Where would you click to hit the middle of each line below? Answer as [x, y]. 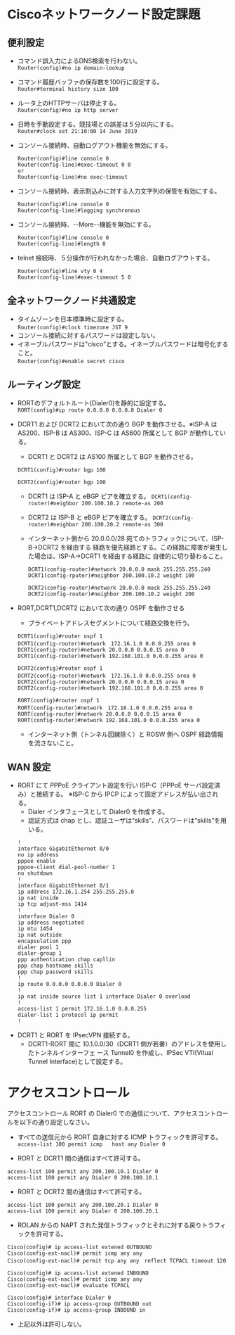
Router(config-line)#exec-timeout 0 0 [74, 165]
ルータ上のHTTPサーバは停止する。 [69, 103]
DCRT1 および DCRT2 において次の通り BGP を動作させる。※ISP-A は [117, 424]
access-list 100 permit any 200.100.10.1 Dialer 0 [83, 1172]
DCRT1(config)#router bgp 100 [62, 470]
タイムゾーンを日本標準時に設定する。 [73, 319]
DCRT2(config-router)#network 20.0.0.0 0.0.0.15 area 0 [101, 682]
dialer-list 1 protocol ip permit [68, 1015]
